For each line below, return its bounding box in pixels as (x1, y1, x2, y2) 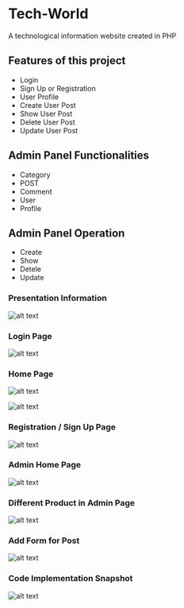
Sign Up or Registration (19, 83, 97, 93)
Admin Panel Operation (8, 226, 125, 240)
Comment (19, 187, 52, 196)
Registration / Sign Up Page (8, 421, 117, 433)
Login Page (8, 330, 53, 341)
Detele (19, 264, 42, 274)
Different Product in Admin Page (8, 497, 135, 508)
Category (19, 170, 51, 179)
